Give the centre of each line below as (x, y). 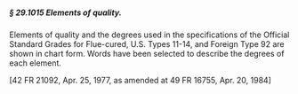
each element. (36, 63)
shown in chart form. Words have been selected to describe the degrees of (147, 53)
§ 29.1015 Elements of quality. (65, 12)
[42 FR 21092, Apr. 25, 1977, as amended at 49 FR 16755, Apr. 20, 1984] (140, 80)
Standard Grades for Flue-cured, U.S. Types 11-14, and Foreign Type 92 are (147, 43)
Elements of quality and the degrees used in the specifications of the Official (149, 35)
